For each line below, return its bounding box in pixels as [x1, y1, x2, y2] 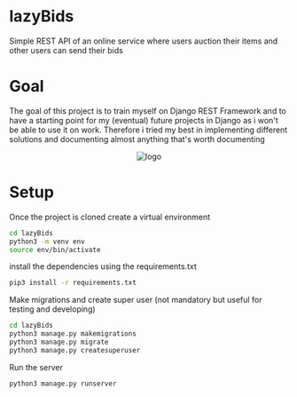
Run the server [9, 361, 64, 372]
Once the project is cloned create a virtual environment [9, 211, 211, 222]
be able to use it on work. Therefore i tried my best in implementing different [9, 124, 288, 135]
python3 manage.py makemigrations [9, 330, 137, 338]
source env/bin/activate [9, 245, 101, 254]
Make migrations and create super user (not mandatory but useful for [9, 295, 263, 306]
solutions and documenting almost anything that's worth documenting [9, 133, 266, 144]
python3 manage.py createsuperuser [9, 345, 141, 354]
